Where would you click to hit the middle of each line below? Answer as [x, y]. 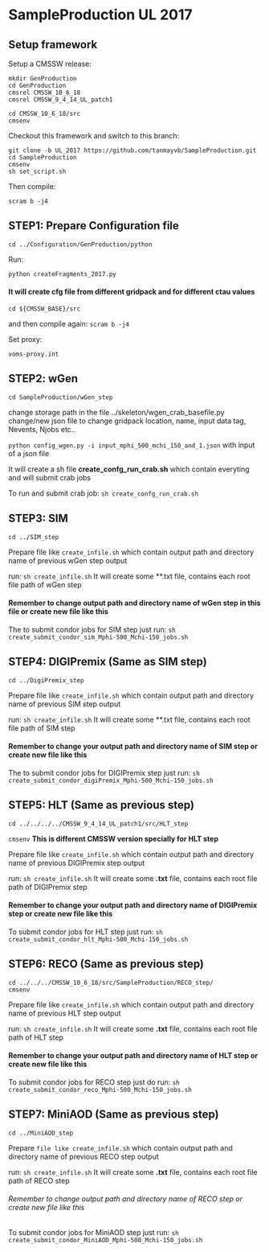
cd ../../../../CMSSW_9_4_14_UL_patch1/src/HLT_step [98, 824]
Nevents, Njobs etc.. [42, 429]
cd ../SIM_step [34, 537]
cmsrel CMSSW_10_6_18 [45, 93]
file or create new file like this [58, 612]
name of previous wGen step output [68, 560]
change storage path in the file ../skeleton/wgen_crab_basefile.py [116, 412]
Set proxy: [25, 340]
